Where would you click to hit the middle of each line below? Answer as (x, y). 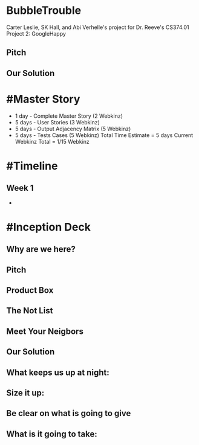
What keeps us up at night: (58, 372)
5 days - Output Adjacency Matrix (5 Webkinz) (73, 129)
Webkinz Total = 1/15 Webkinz (52, 141)
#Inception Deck (48, 227)
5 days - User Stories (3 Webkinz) (57, 122)
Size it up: (25, 393)
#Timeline (32, 166)
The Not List (30, 311)
